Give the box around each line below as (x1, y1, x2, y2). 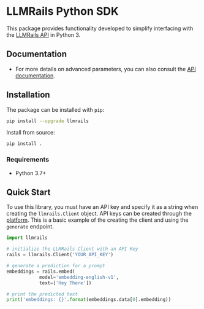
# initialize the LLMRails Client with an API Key (6, 246, 138, 252)
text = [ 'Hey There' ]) (39, 280, 92, 286)
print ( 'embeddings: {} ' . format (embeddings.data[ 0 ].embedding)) (6, 297, 172, 303)
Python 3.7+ (15, 169, 47, 176)
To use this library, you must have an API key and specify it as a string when (6, 203, 198, 211)
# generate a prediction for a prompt (6, 263, 105, 269)
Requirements (6, 155, 50, 164)
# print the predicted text (6, 291, 78, 297)
